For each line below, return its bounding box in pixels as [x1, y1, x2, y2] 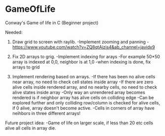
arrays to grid [12, 64, 40, 70]
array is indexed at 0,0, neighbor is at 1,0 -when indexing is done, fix [12, 59, 151, 65]
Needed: [5, 29, 23, 35]
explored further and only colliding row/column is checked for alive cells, [12, 100, 160, 105]
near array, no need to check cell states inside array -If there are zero [12, 79, 154, 85]
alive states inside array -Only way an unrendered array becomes [12, 89, 145, 95]
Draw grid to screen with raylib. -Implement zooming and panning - [12, 38, 149, 45]
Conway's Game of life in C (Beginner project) [5, 20, 99, 26]
